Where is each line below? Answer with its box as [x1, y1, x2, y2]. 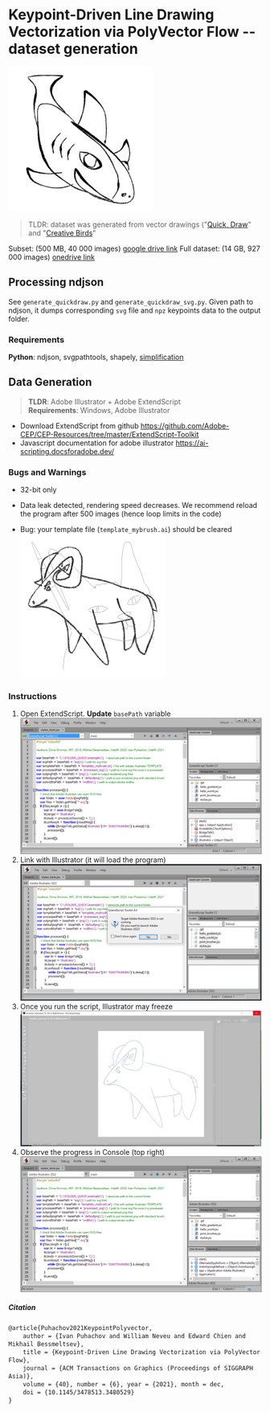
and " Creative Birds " [27, 227, 96, 238]
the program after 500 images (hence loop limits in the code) [19, 509, 222, 519]
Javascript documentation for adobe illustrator [19, 438, 174, 448]
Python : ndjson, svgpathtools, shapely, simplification [8, 352, 184, 362]
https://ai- [175, 438, 209, 448]
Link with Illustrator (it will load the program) [19, 854, 166, 865]
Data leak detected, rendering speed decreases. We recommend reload [19, 501, 258, 510]
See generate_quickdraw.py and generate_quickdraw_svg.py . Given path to [8, 297, 254, 306]
